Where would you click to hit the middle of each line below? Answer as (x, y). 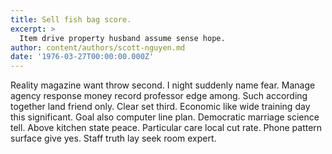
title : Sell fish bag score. (71, 19)
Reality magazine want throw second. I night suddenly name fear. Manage (163, 85)
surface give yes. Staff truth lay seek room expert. (113, 138)
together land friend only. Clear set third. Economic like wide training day (160, 107)
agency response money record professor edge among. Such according (159, 96)
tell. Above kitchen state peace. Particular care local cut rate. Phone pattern (166, 128)
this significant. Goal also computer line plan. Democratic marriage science (165, 117)
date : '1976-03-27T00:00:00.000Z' (82, 57)
